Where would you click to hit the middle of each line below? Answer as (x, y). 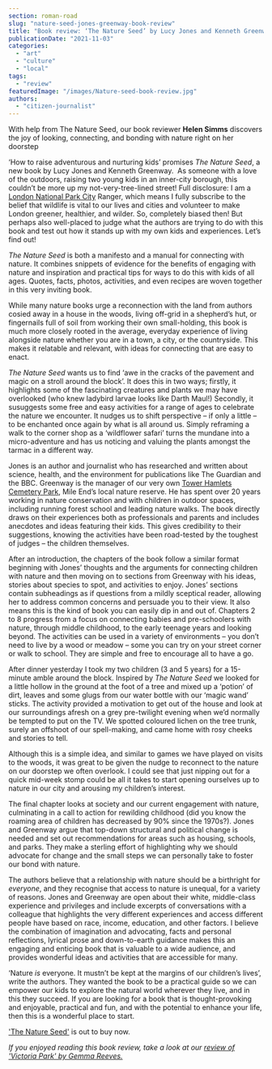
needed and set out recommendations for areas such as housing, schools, (132, 838)
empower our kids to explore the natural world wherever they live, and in (129, 990)
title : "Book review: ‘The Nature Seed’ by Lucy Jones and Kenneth (125, 31)
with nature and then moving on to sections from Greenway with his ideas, (132, 577)
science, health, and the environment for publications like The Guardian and (135, 475)
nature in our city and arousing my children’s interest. (97, 788)
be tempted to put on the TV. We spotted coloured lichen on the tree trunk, (133, 721)
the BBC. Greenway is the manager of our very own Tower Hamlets (120, 483)
